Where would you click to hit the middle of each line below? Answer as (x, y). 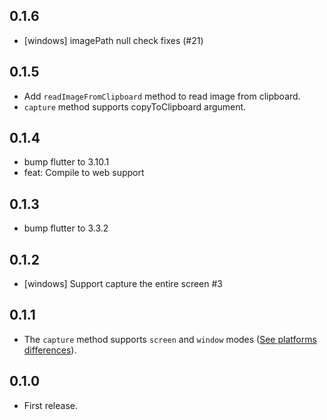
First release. (50, 405)
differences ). (50, 350)
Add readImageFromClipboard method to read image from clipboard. (162, 96)
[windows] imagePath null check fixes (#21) (113, 40)
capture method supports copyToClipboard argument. (135, 106)
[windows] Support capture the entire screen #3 (123, 284)
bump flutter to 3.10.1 (66, 162)
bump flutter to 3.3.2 (66, 228)
